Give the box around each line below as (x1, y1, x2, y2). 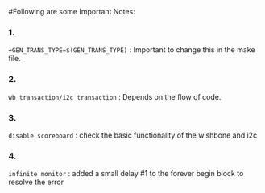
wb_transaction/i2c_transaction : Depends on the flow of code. (8, 92, 222, 101)
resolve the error (8, 177, 64, 187)
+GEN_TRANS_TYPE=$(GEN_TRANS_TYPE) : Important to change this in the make (8, 45, 255, 55)
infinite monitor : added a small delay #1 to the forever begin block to (8, 169, 244, 179)
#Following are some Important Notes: (8, 7, 135, 16)
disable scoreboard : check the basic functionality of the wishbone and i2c (8, 130, 258, 140)
